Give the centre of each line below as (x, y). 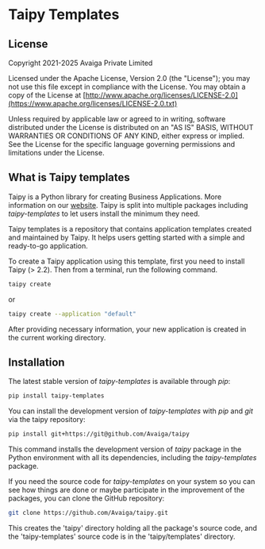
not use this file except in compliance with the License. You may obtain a (127, 86)
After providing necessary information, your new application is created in (127, 329)
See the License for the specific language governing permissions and (122, 144)
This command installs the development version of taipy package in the (125, 449)
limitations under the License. (56, 153)
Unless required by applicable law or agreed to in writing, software (117, 119)
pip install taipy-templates (56, 396)
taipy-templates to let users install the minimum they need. (104, 213)
